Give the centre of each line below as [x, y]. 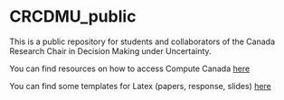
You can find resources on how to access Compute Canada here [130, 68]
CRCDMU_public [73, 17]
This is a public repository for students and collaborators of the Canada [142, 41]
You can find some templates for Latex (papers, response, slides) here [140, 86]
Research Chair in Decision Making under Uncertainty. [110, 50]
